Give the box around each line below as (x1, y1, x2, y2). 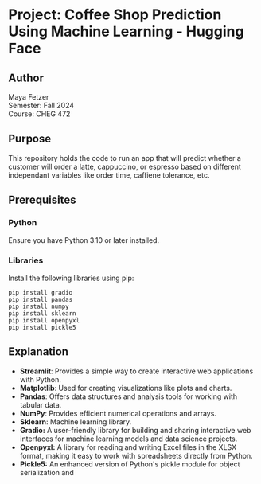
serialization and (19, 467, 74, 477)
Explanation (8, 345, 69, 359)
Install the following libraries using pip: (8, 273, 134, 283)
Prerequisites (8, 193, 76, 207)
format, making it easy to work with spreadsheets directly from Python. (19, 451, 253, 460)
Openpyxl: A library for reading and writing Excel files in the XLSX (19, 442, 237, 451)
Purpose (8, 132, 52, 146)
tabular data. (19, 400, 62, 409)
